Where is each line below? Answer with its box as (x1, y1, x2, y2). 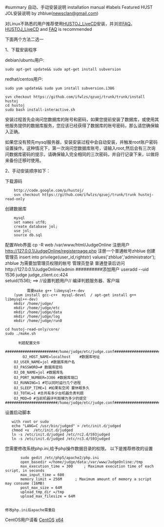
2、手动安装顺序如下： (5, 168, 51, 174)
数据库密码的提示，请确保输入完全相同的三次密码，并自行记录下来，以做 (9, 151, 155, 157)
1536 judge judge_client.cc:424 (5, 272, 68, 277)
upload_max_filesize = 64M (20, 494, 76, 499)
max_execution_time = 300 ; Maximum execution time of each (20, 464, 154, 469)
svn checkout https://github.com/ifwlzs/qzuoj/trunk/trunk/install (5, 94, 145, 99)
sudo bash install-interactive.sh (5, 107, 76, 112)
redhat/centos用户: (5, 76, 43, 82)
